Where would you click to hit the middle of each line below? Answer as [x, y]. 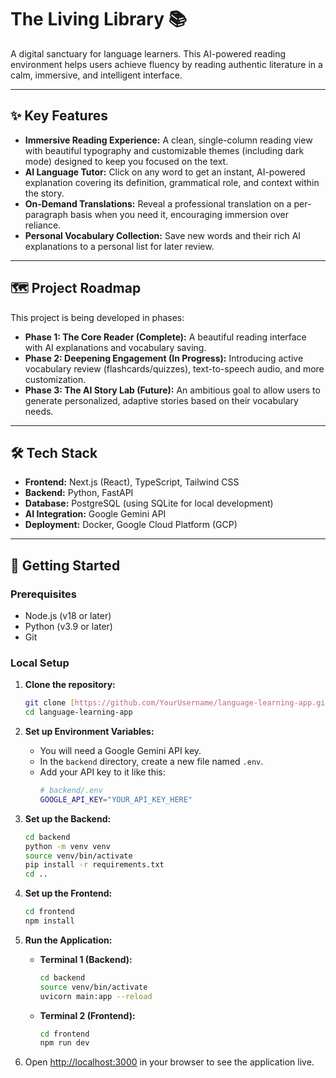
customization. [55, 379]
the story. [44, 193]
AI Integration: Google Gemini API [95, 514]
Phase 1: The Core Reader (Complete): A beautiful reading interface [165, 337]
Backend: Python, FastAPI [79, 493]
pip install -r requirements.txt [94, 865]
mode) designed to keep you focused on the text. [126, 161]
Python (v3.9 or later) [68, 627]
